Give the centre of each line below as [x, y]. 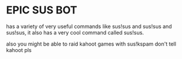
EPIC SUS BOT [42, 10]
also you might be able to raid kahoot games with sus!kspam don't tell [91, 44]
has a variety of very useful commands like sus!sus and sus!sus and [89, 26]
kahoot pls [19, 50]
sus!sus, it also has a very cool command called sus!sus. [75, 32]
